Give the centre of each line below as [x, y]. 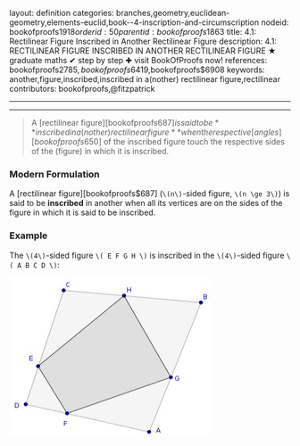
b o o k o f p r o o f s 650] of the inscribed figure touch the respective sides [160, 141]
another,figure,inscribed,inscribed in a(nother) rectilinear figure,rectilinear [145, 79]
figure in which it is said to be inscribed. [83, 212]
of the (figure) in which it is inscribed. [100, 151]
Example [29, 235]
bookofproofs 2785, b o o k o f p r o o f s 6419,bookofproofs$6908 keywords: [137, 70]
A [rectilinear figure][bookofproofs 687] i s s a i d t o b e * [125, 123]
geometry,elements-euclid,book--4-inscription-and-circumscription [134, 22]
